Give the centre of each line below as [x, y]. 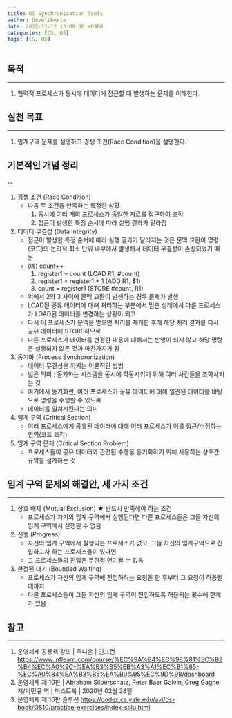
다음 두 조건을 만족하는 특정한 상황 [74, 205]
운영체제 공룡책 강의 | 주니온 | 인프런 [66, 652]
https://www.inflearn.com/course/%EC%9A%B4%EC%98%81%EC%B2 [120, 659]
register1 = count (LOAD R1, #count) [89, 273]
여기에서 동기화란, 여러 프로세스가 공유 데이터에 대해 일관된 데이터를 [119, 391]
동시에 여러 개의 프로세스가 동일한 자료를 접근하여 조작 [111, 214]
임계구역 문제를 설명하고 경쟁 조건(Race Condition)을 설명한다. [102, 142]
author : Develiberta [37, 20]
